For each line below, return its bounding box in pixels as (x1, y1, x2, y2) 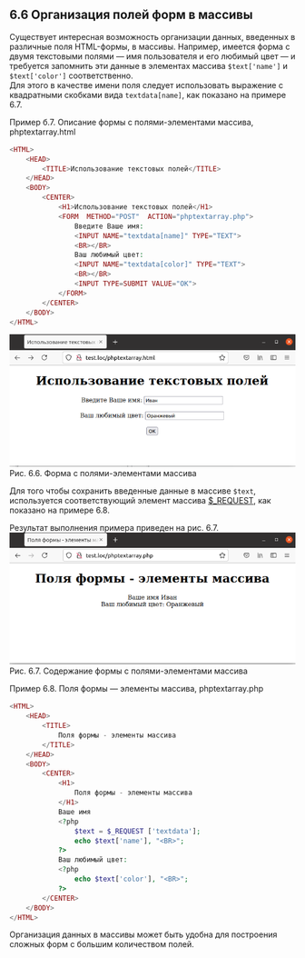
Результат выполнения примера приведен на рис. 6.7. (9, 523, 220, 533)
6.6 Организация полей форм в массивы (9, 7, 253, 23)
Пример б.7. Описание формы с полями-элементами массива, (9, 116, 254, 127)
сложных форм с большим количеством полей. (9, 939, 195, 950)
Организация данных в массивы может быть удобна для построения (9, 929, 278, 940)
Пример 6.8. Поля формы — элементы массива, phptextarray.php (9, 684, 264, 694)
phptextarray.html (9, 126, 76, 137)
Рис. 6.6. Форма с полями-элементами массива (9, 468, 197, 478)
